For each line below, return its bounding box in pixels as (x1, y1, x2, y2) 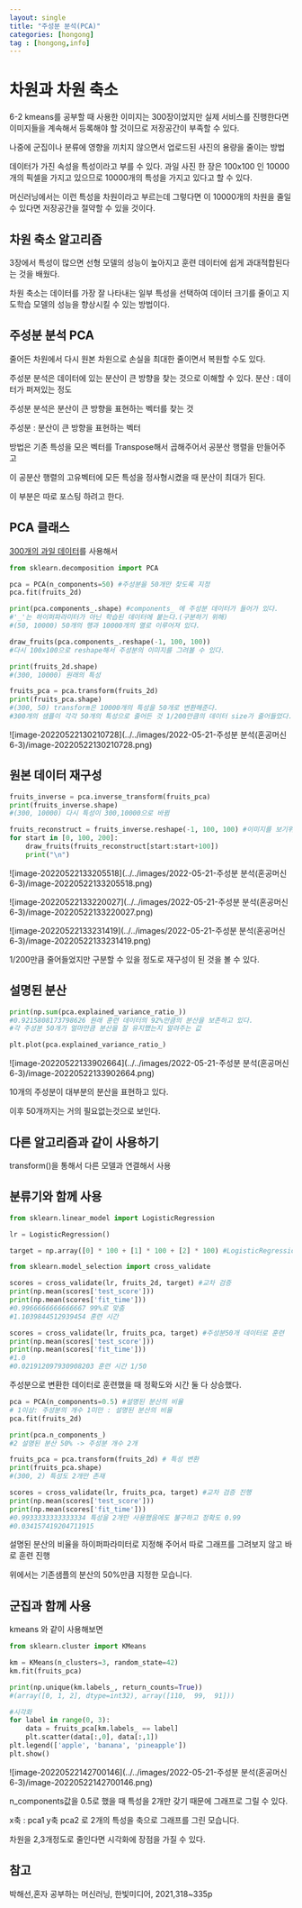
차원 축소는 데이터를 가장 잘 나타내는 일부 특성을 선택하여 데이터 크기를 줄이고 (9, 288, 280, 298)
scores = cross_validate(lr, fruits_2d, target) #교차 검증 (9, 1279, 232, 1288)
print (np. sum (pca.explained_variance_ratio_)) (9, 1007, 187, 1017)
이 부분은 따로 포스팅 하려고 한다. (9, 490, 125, 501)
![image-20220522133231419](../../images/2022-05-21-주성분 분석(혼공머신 (9, 925, 286, 936)
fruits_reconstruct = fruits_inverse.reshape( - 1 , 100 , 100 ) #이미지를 (9, 826, 272, 835)
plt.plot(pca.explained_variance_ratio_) (9, 1040, 167, 1050)
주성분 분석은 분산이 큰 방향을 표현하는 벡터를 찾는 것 (9, 403, 194, 414)
